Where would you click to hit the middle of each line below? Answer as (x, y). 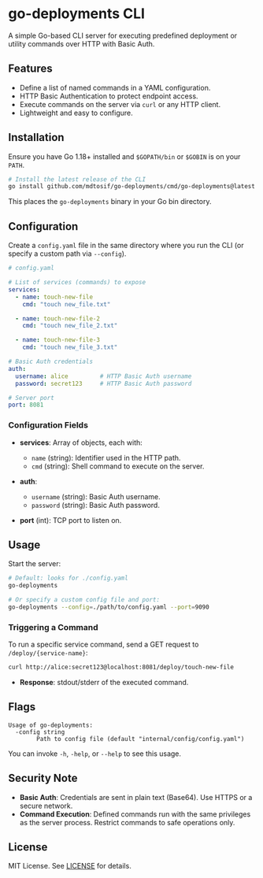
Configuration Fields (48, 425)
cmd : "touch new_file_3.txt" (70, 347)
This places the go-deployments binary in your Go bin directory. (110, 202)
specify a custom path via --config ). (67, 254)
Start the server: (35, 564)
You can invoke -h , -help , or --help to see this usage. (95, 754)
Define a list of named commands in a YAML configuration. (115, 87)
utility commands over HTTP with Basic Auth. (81, 43)
